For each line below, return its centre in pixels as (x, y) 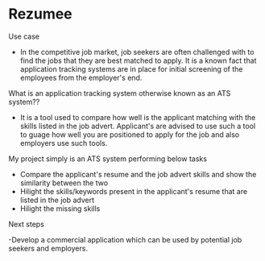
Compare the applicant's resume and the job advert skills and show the (138, 174)
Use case (24, 36)
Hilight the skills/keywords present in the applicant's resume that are (134, 191)
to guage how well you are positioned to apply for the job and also (130, 135)
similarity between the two (64, 183)
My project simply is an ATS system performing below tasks (108, 159)
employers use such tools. (64, 143)
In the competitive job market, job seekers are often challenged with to (137, 52)
